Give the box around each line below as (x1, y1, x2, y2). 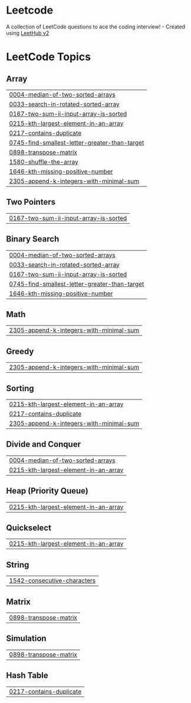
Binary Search (6, 234, 60, 244)
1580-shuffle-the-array (9, 157, 78, 166)
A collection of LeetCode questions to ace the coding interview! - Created (6, 23, 186, 30)
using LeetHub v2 (6, 29, 50, 36)
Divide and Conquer (6, 439, 81, 450)
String (6, 560, 29, 570)
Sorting (6, 383, 34, 394)
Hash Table (6, 670, 48, 681)
